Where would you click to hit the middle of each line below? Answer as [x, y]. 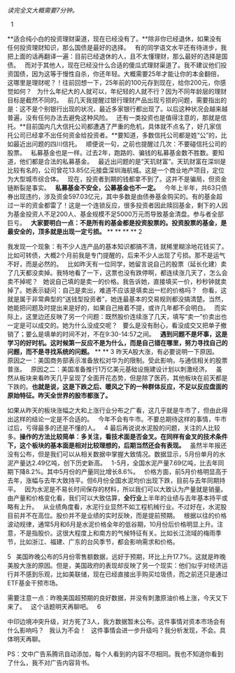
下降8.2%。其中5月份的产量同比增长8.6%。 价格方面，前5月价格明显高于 [120, 471]
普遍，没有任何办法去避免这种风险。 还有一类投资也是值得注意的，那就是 [114, 117]
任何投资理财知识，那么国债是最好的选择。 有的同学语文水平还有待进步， [114, 47]
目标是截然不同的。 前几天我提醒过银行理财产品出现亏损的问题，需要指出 [114, 100]
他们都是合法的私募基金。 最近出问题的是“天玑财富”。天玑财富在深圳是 [123, 161]
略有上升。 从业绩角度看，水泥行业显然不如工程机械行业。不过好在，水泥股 [117, 507]
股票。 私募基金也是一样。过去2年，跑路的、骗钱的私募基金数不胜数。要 [113, 152]
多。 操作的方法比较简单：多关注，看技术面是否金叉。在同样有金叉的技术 [111, 436]
